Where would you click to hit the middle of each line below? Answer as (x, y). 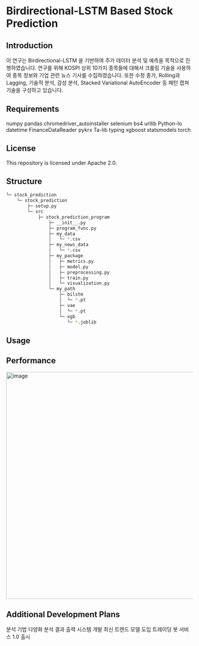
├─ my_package (66, 256)
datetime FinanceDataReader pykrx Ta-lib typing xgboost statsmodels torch (99, 129)
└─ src (36, 212)
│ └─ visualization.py (79, 283)
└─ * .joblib (82, 322)
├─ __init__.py (67, 223)
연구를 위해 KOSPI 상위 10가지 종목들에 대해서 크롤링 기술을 (106, 68)
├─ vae (67, 305)
